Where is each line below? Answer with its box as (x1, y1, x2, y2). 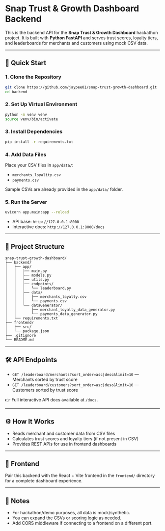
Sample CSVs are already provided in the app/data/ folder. (5, 186, 123, 192)
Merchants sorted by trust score (12, 376, 78, 382)
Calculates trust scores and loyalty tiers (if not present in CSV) (12, 435, 139, 442)
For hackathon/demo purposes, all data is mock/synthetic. (12, 510, 131, 516)
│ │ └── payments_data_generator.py (5, 311, 98, 317)
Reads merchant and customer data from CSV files (12, 430, 115, 436)
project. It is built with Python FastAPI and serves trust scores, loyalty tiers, (5, 35, 158, 41)
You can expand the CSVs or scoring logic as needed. (12, 515, 122, 521)
